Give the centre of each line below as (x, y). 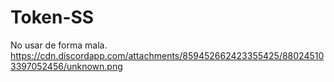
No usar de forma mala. (59, 45)
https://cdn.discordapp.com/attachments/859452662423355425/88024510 (167, 55)
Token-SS (52, 17)
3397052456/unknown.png (66, 66)
